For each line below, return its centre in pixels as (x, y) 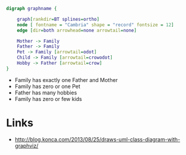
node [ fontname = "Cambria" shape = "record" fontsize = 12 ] (95, 25)
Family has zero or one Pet (48, 86)
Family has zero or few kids (48, 99)
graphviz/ (26, 145)
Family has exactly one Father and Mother (66, 80)
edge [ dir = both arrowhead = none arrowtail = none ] (77, 30)
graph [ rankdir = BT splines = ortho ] (58, 19)
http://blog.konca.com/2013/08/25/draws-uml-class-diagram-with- (97, 139)
